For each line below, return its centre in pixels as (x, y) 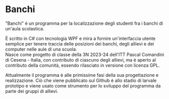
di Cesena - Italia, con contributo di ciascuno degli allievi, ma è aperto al (81, 60)
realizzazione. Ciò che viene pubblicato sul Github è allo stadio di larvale (81, 80)
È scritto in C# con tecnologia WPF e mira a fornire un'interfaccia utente (80, 38)
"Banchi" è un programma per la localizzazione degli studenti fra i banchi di (84, 23)
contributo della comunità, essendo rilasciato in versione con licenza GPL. (82, 65)
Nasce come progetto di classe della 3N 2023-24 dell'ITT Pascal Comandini (85, 55)
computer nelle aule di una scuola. (41, 49)
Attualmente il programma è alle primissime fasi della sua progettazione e (82, 75)
